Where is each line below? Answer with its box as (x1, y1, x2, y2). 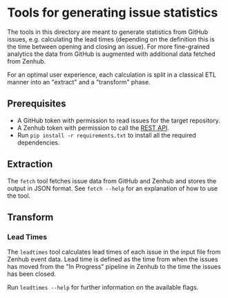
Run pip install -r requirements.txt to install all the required (17, 131, 196, 139)
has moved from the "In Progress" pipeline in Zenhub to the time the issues (7, 263, 221, 271)
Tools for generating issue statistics (7, 5, 218, 21)
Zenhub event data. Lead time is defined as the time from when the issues (7, 255, 218, 263)
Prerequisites (7, 98, 66, 110)
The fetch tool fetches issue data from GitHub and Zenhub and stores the (7, 176, 217, 185)
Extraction (7, 158, 53, 170)
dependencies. (17, 138, 60, 147)
